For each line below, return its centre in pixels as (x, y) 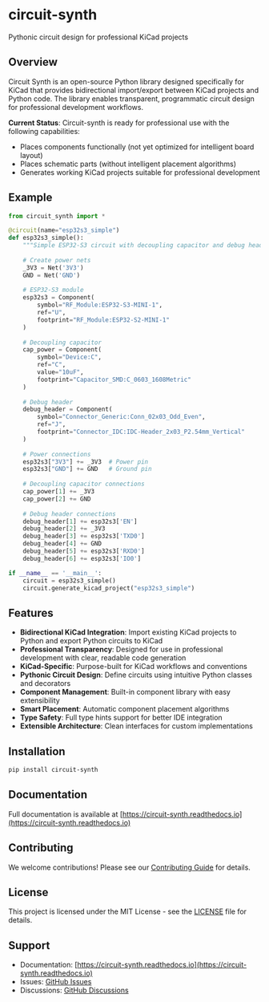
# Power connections (57, 454)
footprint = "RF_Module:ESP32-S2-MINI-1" (104, 320)
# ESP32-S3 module (53, 290)
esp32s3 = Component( (58, 298)
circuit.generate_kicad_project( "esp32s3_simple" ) (109, 588)
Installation (37, 751)
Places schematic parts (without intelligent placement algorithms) (128, 164)
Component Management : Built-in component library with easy (125, 692)
